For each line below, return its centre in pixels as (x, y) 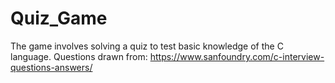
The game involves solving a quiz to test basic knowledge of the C (147, 46)
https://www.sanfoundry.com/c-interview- (237, 56)
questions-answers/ (51, 67)
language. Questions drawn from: (79, 56)
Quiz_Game (59, 18)
